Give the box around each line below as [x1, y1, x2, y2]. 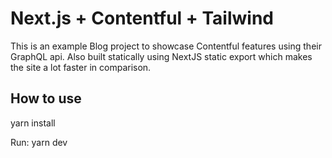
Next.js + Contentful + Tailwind [10, 7, 274, 30]
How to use [10, 90, 82, 107]
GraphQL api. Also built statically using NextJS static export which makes [10, 50, 313, 62]
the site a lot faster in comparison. [10, 61, 152, 73]
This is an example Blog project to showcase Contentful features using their [10, 40, 322, 52]
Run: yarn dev [10, 136, 68, 148]
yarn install [10, 117, 56, 129]
